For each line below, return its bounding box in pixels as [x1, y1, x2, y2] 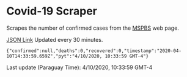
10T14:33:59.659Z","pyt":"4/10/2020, [6, 53, 103, 59]
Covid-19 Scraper [6, 4, 98, 18]
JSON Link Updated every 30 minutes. [6, 36, 103, 43]
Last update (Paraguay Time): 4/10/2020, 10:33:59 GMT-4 [6, 64, 153, 71]
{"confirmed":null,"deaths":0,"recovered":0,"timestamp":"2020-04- [6, 47, 182, 54]
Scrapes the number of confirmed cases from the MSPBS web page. [6, 24, 179, 32]
